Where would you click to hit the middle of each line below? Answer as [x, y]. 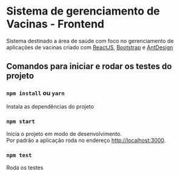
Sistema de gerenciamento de [83, 11]
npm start [21, 121]
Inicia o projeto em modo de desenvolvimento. [64, 134]
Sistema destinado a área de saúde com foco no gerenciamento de [90, 41]
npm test [19, 155]
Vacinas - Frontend [55, 24]
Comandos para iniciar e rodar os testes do [89, 66]
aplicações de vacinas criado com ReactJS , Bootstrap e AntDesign [90, 47]
